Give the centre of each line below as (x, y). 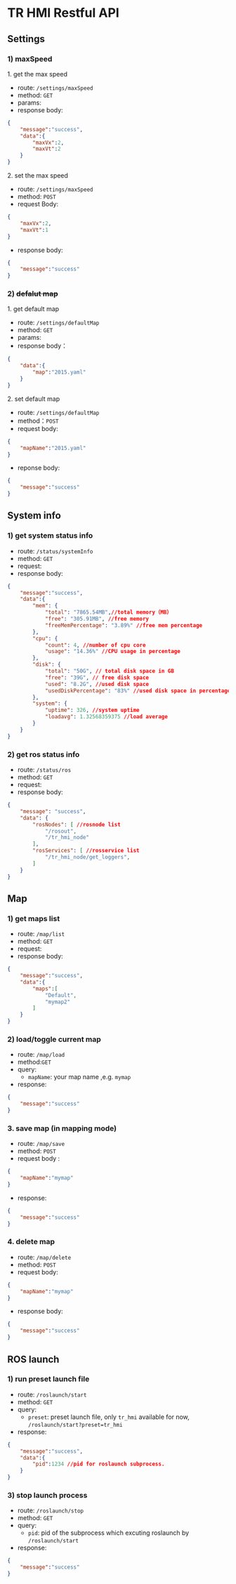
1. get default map (33, 309)
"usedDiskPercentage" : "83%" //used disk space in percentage (138, 691)
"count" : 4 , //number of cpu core (95, 645)
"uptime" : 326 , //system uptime (92, 711)
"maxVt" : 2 (47, 149)
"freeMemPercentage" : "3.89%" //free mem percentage (123, 625)
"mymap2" (58, 1002)
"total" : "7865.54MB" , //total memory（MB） (108, 612)
